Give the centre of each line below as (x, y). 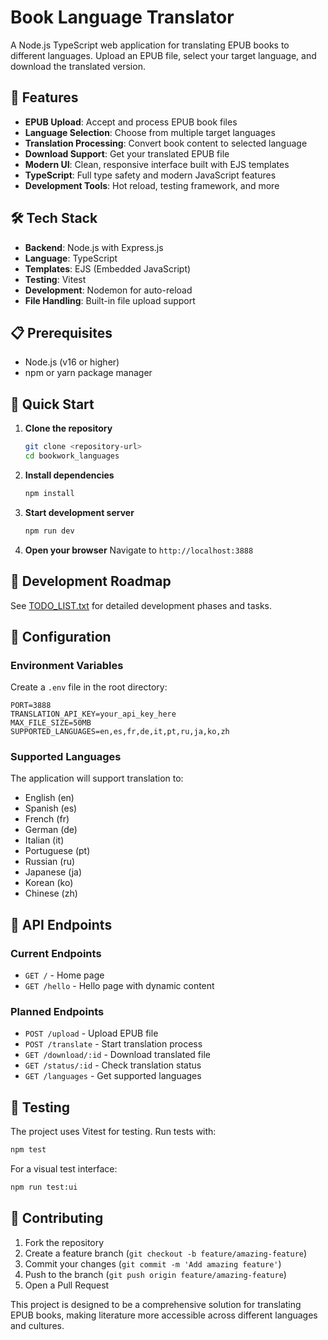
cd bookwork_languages (72, 456)
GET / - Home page (64, 975)
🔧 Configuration (61, 636)
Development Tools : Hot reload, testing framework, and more (152, 185)
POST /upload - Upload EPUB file (91, 1033)
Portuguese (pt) (57, 851)
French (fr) (47, 819)
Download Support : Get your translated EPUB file (127, 153)
